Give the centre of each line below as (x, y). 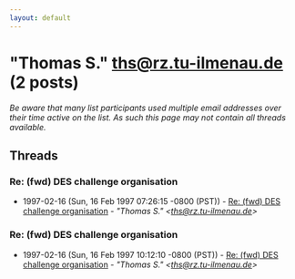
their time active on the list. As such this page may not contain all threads (148, 117)
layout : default (40, 18)
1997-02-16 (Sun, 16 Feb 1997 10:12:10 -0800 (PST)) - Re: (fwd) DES (151, 254)
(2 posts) (44, 82)
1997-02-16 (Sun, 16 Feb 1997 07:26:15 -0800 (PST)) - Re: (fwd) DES (152, 201)
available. (28, 127)
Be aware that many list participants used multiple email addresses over (146, 108)
